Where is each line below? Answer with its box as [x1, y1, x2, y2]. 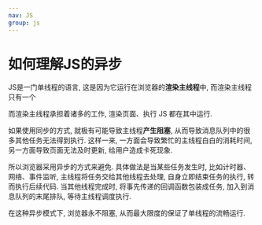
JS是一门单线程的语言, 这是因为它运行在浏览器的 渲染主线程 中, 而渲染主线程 [8, 83, 252, 92]
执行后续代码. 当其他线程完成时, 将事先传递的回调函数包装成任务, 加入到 [14, 182, 248, 191]
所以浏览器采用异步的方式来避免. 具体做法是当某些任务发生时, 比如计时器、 [8, 162, 250, 172]
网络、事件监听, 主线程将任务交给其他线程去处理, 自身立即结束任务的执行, [8, 172, 245, 182]
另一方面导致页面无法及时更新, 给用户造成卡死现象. [8, 146, 173, 155]
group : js [8, 19, 41, 27]
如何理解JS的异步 [8, 55, 122, 73]
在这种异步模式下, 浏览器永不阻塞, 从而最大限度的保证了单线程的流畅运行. [8, 208, 245, 218]
